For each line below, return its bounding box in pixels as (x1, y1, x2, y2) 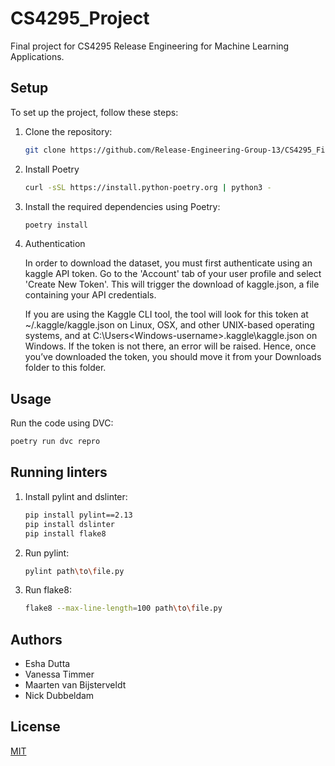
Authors (10, 631, 63, 648)
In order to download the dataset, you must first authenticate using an (24, 257, 313, 269)
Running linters (10, 464, 108, 481)
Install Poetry (24, 163, 80, 175)
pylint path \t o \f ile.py (24, 566, 125, 576)
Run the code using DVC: (10, 417, 114, 429)
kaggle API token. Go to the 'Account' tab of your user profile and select (24, 268, 322, 280)
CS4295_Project (10, 7, 150, 30)
